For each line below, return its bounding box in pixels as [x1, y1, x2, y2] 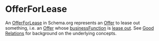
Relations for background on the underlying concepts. [5, 30, 117, 36]
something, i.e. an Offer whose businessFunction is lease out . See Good [5, 25, 154, 31]
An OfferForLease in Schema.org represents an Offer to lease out [5, 20, 140, 26]
